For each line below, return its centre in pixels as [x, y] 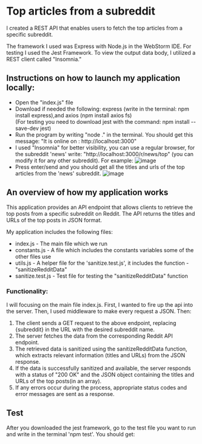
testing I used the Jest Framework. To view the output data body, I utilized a [101, 52]
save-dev [27, 128]
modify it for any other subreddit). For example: [74, 160]
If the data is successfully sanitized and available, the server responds [103, 368]
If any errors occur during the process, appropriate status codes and [101, 388]
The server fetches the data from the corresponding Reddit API [94, 336]
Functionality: [27, 292]
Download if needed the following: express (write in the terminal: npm [102, 109]
